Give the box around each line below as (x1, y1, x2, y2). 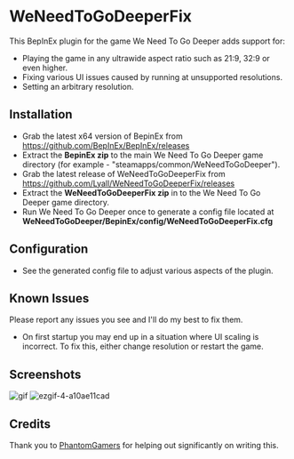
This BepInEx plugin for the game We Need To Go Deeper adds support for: (9, 36, 286, 46)
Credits (9, 416, 52, 431)
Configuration (9, 242, 89, 257)
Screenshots (9, 366, 82, 382)
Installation (9, 107, 73, 122)
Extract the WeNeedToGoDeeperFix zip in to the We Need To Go (21, 187, 261, 197)
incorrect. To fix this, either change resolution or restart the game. (21, 341, 264, 352)
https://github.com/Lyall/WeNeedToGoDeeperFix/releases (21, 178, 235, 189)
